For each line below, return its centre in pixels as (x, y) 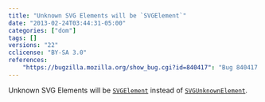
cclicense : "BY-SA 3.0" (48, 53)
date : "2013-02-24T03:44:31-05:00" (67, 23)
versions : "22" (33, 45)
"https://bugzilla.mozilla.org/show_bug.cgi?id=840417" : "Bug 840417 (140, 68)
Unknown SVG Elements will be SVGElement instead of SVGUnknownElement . (128, 90)
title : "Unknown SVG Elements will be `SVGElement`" (97, 16)
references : (28, 61)
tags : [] (23, 38)
